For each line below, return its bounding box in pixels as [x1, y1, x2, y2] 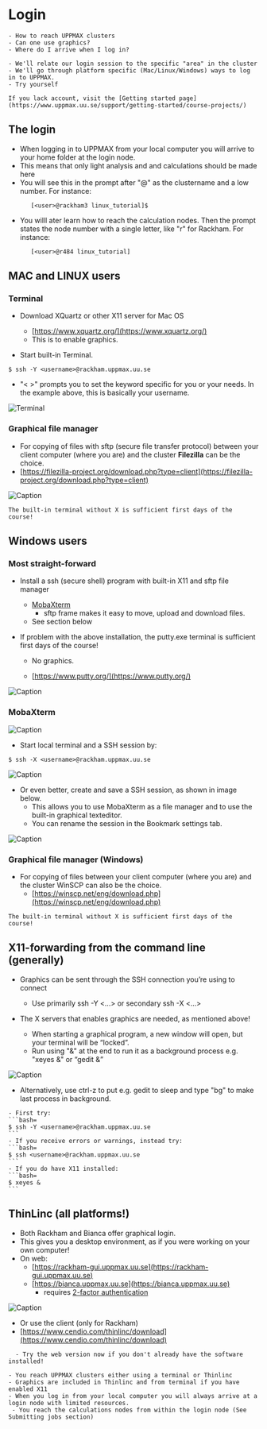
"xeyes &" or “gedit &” [31, 1054, 104, 1064]
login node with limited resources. [8, 1399, 130, 1407]
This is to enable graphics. [31, 335, 118, 345]
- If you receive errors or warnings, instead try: [8, 1137, 183, 1145]
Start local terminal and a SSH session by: [19, 740, 157, 750]
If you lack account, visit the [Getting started [8, 94, 176, 102]
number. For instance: [19, 186, 92, 195]
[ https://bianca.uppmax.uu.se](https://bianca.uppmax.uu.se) [31, 1279, 230, 1288]
